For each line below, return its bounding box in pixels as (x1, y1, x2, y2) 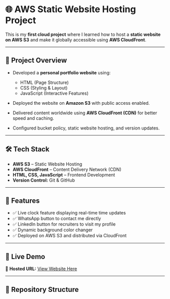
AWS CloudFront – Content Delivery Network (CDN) (12, 166, 121, 173)
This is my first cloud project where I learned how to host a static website (5, 31, 161, 37)
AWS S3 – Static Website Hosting (12, 161, 82, 167)
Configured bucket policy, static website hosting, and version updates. (12, 125, 160, 131)
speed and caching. (12, 115, 54, 121)
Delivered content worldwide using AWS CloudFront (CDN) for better (12, 110, 157, 116)
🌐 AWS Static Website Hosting (5, 4, 136, 15)
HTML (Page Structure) (20, 79, 69, 86)
